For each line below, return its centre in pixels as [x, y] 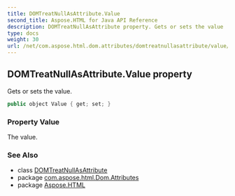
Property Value [34, 121]
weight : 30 [23, 40]
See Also [23, 155]
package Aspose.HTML [51, 185]
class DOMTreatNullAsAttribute [62, 170]
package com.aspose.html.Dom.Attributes [78, 178]
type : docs [23, 33]
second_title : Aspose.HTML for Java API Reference [83, 20]
